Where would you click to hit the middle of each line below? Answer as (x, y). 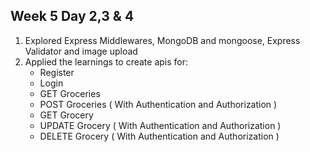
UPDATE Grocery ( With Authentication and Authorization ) (160, 125)
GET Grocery (66, 115)
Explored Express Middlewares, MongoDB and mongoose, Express (162, 40)
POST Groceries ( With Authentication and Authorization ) (158, 104)
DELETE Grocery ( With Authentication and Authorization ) (159, 136)
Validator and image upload (81, 51)
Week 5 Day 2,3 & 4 (72, 16)
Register (57, 72)
